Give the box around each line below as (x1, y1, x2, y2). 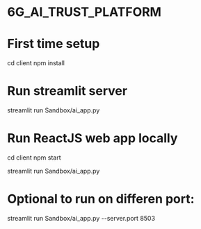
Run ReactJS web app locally (7, 130, 178, 146)
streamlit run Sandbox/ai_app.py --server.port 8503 (7, 214, 155, 222)
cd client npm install (7, 59, 65, 67)
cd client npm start (7, 153, 61, 162)
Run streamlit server (7, 83, 127, 99)
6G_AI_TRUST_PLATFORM (7, 4, 162, 20)
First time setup (7, 36, 100, 52)
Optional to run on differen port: (7, 192, 195, 207)
